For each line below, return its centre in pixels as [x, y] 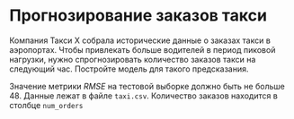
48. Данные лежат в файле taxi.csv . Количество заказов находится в [144, 96]
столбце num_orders [46, 105]
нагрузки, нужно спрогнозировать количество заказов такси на [133, 59]
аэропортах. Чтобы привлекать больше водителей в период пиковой [143, 49]
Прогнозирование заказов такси [138, 16]
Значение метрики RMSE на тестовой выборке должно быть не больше [147, 86]
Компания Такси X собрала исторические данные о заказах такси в [140, 40]
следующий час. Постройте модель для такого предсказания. [129, 69]
